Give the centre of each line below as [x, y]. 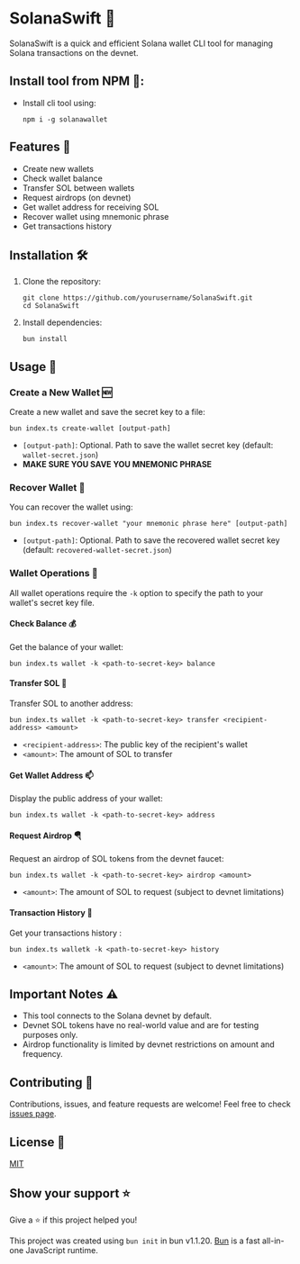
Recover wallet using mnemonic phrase [95, 216]
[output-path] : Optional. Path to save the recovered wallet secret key [151, 540]
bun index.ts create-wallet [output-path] [90, 429]
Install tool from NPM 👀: [77, 81]
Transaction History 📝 [51, 913]
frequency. [42, 1054]
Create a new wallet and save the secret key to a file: [107, 412]
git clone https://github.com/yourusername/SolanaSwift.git [137, 298]
